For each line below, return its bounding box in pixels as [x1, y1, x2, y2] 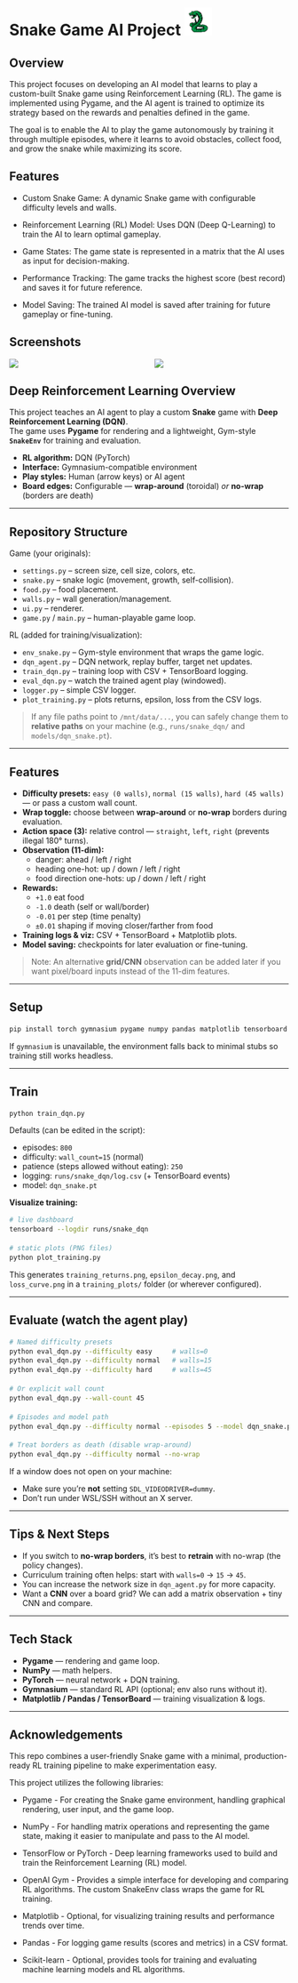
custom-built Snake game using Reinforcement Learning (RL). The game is [9, 88, 282, 99]
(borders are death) [21, 490, 94, 501]
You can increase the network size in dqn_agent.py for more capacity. [21, 1578, 277, 1589]
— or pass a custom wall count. [21, 798, 137, 808]
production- [243, 1751, 288, 1762]
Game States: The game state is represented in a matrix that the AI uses [21, 245, 286, 256]
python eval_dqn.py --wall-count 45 [9, 1393, 145, 1402]
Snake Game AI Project [9, 20, 182, 40]
